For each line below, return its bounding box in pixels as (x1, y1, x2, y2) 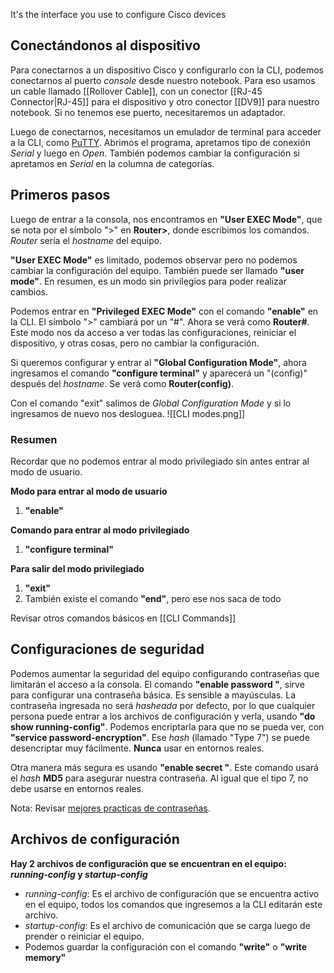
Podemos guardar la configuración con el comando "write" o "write (24, 940, 308, 953)
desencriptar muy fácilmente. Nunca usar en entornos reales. (10, 742, 265, 754)
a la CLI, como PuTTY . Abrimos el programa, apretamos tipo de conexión (10, 136, 311, 148)
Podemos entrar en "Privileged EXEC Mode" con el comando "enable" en (10, 305, 319, 317)
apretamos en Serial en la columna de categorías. (10, 157, 215, 169)
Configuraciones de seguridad (10, 641, 205, 658)
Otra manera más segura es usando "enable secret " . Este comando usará (10, 761, 319, 773)
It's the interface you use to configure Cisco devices (10, 9, 227, 20)
